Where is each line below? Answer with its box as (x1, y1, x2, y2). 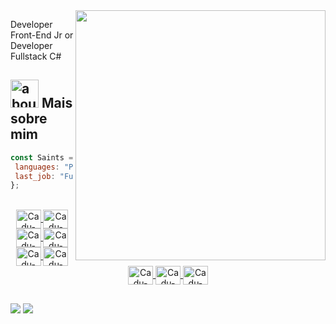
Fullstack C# (10, 50, 62, 62)
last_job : (14, 171, 56, 181)
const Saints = (10, 152, 74, 163)
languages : (14, 162, 60, 172)
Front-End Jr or (10, 29, 74, 41)
